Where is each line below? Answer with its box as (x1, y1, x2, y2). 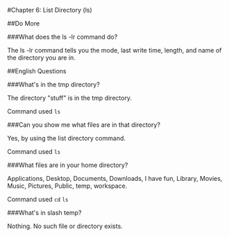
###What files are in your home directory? (7, 161, 128, 169)
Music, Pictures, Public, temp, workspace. (7, 182, 128, 190)
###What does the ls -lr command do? (7, 33, 118, 41)
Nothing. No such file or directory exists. (7, 222, 123, 230)
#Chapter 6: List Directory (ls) (7, 6, 92, 14)
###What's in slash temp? (7, 209, 82, 217)
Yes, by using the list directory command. (7, 134, 126, 142)
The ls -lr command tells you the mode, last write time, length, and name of (7, 46, 222, 54)
